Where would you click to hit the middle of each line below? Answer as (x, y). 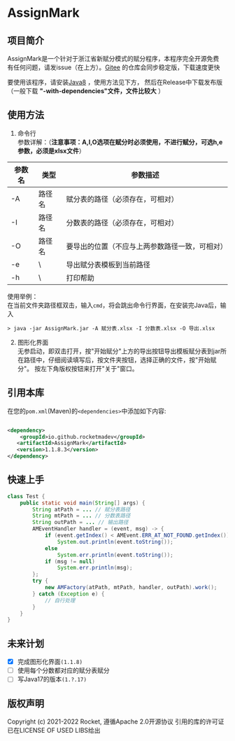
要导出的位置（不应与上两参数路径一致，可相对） (147, 246)
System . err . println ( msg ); (95, 568)
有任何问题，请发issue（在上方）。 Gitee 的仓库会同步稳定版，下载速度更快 (114, 67)
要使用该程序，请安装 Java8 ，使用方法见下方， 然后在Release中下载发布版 (115, 82)
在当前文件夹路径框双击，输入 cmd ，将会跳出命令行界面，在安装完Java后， (114, 305)
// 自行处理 (60, 600)
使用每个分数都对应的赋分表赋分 (63, 670)
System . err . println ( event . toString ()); (115, 555)
